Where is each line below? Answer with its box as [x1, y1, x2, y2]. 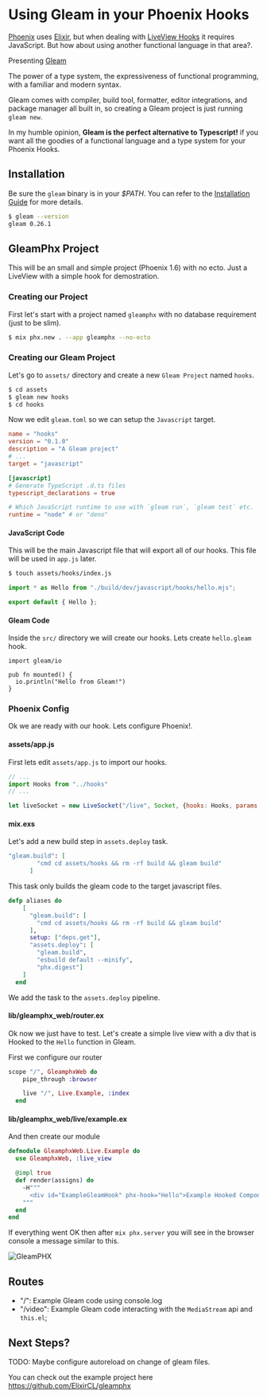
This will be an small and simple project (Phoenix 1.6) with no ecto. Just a [8, 263, 248, 272]
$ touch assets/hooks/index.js [8, 569, 112, 578]
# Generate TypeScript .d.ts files [8, 482, 126, 490]
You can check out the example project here [8, 1372, 153, 1382]
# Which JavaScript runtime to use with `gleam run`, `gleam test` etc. [8, 503, 254, 511]
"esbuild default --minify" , [37, 956, 133, 964]
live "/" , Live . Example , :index [22, 1089, 130, 1098]
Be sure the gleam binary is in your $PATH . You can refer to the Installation [8, 189, 250, 198]
